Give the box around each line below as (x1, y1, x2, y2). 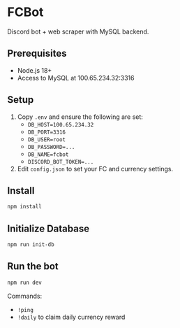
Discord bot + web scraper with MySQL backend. (7, 27, 149, 36)
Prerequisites (7, 48, 67, 59)
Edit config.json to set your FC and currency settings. (17, 164, 173, 173)
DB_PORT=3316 (27, 129, 66, 136)
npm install (7, 204, 42, 211)
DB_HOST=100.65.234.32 (27, 121, 94, 128)
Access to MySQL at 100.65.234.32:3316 (17, 73, 135, 82)
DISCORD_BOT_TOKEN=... (27, 158, 94, 165)
